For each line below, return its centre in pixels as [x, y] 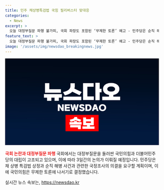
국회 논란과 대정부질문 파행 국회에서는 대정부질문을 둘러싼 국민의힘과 [70, 154]
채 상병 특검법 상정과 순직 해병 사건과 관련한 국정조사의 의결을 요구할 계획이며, [79, 166]
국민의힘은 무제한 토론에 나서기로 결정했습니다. [54, 172]
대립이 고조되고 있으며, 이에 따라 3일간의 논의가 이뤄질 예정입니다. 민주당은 [85, 160]
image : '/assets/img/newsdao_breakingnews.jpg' [54, 47]
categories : [17, 15]
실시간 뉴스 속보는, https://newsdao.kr [42, 182]
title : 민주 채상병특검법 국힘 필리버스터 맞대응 [47, 10]
